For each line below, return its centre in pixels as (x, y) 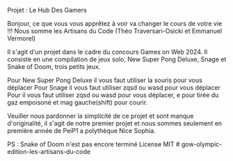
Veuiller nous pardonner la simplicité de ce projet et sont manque (101, 116)
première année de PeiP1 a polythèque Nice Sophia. (81, 131)
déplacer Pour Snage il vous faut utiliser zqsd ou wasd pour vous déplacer (114, 87)
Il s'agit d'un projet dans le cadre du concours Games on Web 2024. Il (107, 52)
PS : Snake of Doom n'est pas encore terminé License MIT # (94, 144)
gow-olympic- (202, 144)
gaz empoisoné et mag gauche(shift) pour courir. (78, 102)
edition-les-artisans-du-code (49, 152)
